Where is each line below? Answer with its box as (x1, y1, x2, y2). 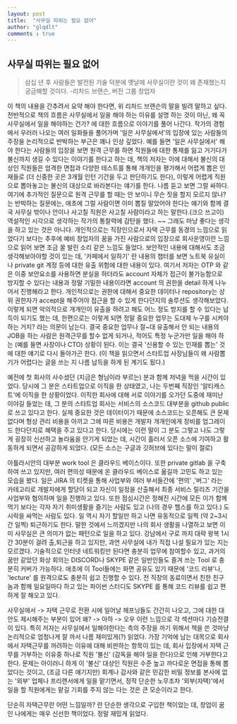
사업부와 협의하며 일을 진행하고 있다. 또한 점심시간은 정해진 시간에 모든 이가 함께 (7, 494, 228, 502)
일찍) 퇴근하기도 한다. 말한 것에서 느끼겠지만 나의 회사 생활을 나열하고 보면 (14, 521, 219, 529)
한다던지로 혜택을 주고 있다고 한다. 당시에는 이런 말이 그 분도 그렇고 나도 (14, 426, 212, 434)
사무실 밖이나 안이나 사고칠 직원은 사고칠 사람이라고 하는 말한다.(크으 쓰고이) (14, 208, 224, 216)
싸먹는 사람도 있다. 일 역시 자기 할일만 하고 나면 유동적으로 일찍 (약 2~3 (25, 511, 222, 520)
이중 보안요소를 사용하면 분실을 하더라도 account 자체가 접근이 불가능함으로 (14, 270, 224, 278)
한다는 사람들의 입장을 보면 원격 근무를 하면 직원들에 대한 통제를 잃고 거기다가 (14, 146, 228, 155)
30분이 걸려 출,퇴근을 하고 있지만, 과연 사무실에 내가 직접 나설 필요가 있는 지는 (14, 538, 229, 547)
